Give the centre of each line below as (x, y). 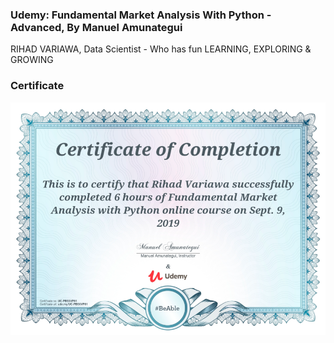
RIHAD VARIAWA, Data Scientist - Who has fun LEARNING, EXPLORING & (161, 49)
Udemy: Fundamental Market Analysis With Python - (141, 15)
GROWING (32, 60)
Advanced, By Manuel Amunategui (96, 27)
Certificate (37, 86)
